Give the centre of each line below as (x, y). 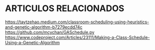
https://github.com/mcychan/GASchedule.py (50, 32)
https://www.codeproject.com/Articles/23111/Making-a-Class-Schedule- (77, 37)
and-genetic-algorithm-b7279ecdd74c (44, 27)
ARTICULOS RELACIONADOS (65, 8)
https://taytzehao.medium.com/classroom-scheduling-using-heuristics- (77, 22)
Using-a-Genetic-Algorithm (32, 42)
